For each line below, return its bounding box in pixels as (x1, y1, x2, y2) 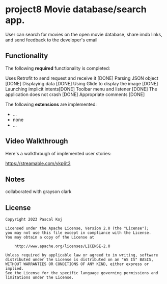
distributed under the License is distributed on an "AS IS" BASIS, (5, 257, 154, 263)
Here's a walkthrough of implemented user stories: (5, 150, 112, 156)
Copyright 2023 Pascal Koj (5, 217, 63, 222)
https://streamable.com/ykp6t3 (5, 160, 71, 167)
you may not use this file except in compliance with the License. (5, 230, 152, 235)
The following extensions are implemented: (5, 101, 97, 107)
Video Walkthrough (5, 137, 68, 146)
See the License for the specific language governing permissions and (5, 271, 158, 276)
